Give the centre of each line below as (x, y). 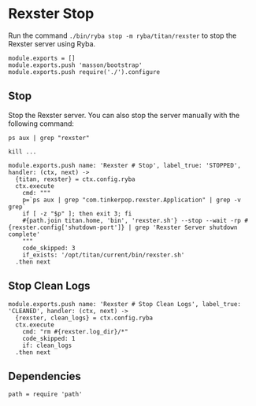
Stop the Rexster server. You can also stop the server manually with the (124, 115)
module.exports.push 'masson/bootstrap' (76, 65)
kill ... (22, 151)
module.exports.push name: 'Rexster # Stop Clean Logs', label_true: (125, 304)
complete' (24, 234)
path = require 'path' (45, 394)
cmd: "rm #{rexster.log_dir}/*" (75, 331)
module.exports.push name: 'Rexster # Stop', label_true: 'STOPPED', (125, 165)
